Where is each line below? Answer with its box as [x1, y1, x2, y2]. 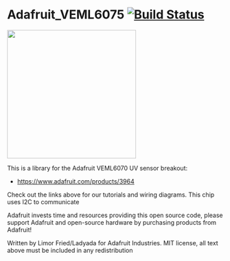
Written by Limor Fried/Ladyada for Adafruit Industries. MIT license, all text [7, 238, 218, 247]
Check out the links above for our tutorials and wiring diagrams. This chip [7, 190, 215, 199]
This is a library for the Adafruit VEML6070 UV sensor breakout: [7, 164, 187, 172]
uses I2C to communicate [7, 197, 80, 206]
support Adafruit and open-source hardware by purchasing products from [7, 218, 217, 226]
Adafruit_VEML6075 [7, 7, 125, 23]
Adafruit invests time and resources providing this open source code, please [7, 211, 223, 219]
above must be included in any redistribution [7, 246, 133, 254]
